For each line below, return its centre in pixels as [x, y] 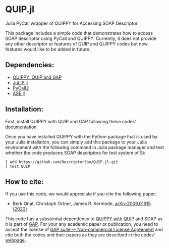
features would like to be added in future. [48, 49]
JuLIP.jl [20, 82]
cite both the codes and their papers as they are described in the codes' [80, 235]
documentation [21, 127]
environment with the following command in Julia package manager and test [84, 147]
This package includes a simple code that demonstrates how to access [79, 33]
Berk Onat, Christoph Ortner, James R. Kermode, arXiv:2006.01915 [82, 204]
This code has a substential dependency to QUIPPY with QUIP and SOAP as [84, 219]
